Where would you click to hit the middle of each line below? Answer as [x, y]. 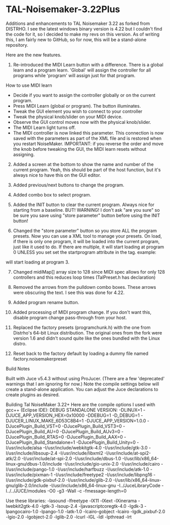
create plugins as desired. [33, 395]
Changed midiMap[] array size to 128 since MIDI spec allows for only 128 [89, 272]
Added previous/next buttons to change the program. [69, 185]
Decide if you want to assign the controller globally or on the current [84, 95]
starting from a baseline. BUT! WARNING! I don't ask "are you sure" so [86, 210]
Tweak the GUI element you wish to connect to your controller [78, 111]
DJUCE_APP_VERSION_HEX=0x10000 [45, 415]
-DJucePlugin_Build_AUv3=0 [90, 431]
